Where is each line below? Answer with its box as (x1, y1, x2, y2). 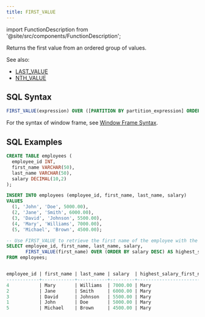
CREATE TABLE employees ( (6, 153, 72, 159)
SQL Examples (6, 137, 63, 147)
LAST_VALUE (15, 68, 48, 75)
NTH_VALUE (15, 74, 47, 81)
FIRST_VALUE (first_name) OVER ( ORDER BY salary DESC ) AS (25, 249, 173, 255)
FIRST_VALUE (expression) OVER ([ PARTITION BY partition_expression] (6, 108, 184, 114)
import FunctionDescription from (6, 26, 88, 33)
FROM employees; (6, 255, 48, 261)
